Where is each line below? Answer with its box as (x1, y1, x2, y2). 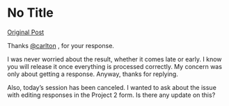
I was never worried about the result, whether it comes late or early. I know (7, 54, 222, 63)
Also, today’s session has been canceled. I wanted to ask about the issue (7, 83, 217, 91)
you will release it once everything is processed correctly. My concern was (7, 62, 223, 70)
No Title (7, 5, 54, 21)
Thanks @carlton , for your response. (7, 41, 115, 50)
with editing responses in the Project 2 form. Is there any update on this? (7, 91, 216, 99)
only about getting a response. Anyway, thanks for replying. (7, 70, 179, 78)
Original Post (7, 28, 45, 36)
